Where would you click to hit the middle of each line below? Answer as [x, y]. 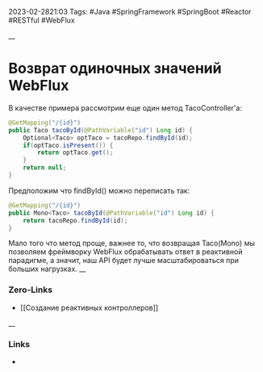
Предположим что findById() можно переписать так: [99, 190]
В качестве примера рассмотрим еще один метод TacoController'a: [125, 107]
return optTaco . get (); [75, 153]
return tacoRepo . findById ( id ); [75, 220]
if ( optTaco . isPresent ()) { [68, 145]
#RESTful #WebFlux [42, 20]
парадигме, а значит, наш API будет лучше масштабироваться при [124, 261]
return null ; [45, 168]
